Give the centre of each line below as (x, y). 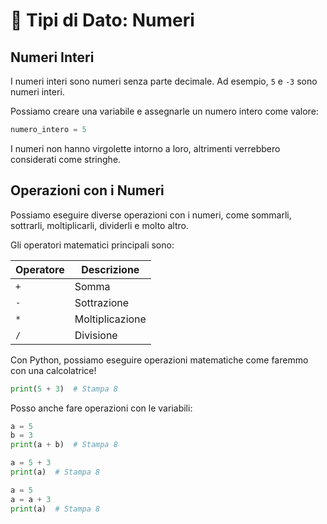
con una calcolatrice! (53, 370)
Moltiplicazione (110, 319)
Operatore (40, 269)
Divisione (96, 335)
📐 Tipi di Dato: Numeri (102, 20)
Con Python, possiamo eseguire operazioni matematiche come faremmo (159, 360)
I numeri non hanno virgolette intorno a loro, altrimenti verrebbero (145, 148)
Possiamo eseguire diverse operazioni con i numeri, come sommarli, (151, 215)
